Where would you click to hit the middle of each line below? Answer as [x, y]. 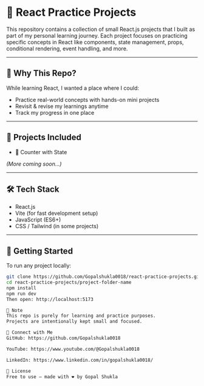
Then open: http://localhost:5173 [50, 299]
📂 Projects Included [44, 137]
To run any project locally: [39, 266]
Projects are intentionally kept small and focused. [74, 322]
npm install [21, 288]
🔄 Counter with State [41, 152]
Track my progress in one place [55, 112]
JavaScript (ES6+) [38, 220]
